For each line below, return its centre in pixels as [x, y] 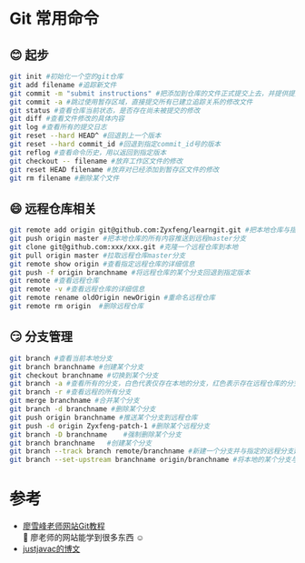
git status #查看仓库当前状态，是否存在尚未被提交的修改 [105, 110]
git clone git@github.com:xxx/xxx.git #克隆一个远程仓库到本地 [124, 246]
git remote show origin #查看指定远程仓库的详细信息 [102, 264]
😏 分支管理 [41, 337]
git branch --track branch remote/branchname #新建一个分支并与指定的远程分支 [152, 451]
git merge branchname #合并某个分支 [74, 401]
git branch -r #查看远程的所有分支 [70, 392]
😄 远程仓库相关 [53, 209]
